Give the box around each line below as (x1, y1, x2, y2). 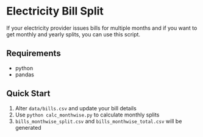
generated (15, 124, 41, 131)
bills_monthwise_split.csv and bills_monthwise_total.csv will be (15, 117, 182, 125)
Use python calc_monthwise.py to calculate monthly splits (15, 111, 160, 118)
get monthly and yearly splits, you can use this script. (6, 30, 141, 38)
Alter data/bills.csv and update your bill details (15, 104, 137, 112)
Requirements (6, 48, 61, 59)
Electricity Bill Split (6, 4, 104, 18)
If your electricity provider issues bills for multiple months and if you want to (6, 24, 198, 32)
